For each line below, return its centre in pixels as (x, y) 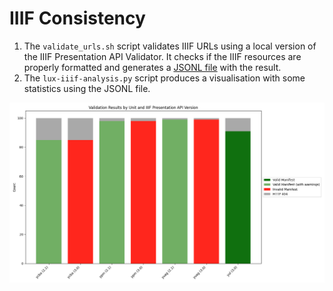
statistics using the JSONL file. (87, 88)
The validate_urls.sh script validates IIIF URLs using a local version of (170, 46)
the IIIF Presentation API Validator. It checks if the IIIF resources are (162, 56)
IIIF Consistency (77, 18)
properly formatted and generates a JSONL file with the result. (152, 67)
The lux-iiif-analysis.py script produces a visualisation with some (164, 78)
